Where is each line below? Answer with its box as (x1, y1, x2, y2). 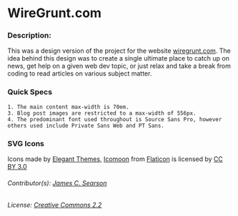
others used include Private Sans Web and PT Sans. (7, 122, 164, 129)
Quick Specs (7, 87, 52, 97)
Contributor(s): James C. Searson (7, 178, 107, 187)
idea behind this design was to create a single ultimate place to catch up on (7, 54, 230, 63)
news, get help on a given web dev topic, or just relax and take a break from (7, 62, 231, 71)
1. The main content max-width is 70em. (7, 103, 130, 110)
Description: (7, 31, 51, 41)
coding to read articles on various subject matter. (7, 69, 152, 78)
